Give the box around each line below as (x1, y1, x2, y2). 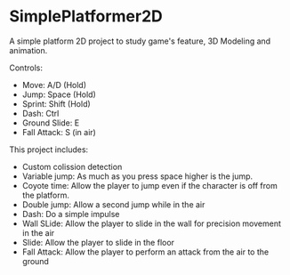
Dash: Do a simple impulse (21, 208, 120, 219)
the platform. (21, 190, 69, 200)
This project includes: (9, 144, 89, 155)
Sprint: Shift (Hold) (21, 98, 91, 109)
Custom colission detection (21, 161, 123, 172)
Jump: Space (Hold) (21, 89, 96, 100)
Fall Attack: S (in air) (21, 126, 96, 137)
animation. (9, 44, 48, 55)
